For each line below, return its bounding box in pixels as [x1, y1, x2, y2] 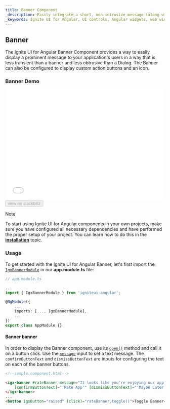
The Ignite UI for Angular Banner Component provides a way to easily [5, 49, 150, 55]
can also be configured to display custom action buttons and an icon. [5, 65, 150, 71]
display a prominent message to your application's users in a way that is [5, 54, 156, 61]
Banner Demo [5, 78, 39, 85]
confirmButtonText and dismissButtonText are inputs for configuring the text [5, 355, 164, 362]
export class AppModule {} [5, 322, 62, 328]
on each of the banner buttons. [5, 361, 70, 367]
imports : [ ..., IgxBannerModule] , [14, 309, 87, 314]
